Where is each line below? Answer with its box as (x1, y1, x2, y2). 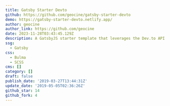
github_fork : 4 (5, 93, 38, 98)
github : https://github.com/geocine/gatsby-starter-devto (5, 12, 131, 17)
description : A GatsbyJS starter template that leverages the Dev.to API (5, 36, 165, 41)
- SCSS (10, 60, 24, 65)
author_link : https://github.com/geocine (5, 26, 95, 32)
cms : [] (5, 64, 22, 69)
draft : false (5, 74, 33, 79)
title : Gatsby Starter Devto (5, 7, 67, 13)
